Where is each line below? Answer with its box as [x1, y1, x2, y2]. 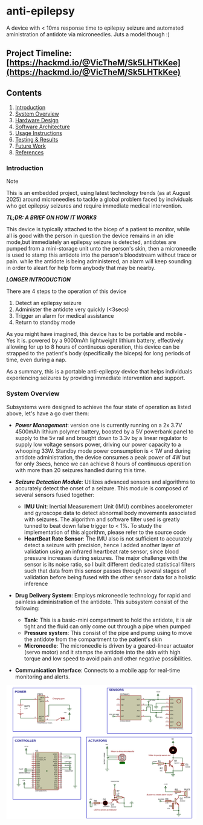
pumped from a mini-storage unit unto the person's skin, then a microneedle [6, 245, 196, 252]
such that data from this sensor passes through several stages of [24, 567, 187, 574]
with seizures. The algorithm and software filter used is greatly [24, 516, 180, 523]
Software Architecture [14, 123, 71, 131]
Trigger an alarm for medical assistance [14, 312, 114, 320]
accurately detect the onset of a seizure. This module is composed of [14, 484, 188, 491]
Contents [6, 88, 42, 98]
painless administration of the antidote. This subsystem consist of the [14, 598, 188, 605]
